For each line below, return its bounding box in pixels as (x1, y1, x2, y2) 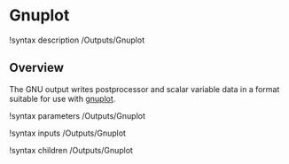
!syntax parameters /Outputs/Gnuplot (9, 110, 146, 121)
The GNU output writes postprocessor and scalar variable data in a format (9, 83, 280, 94)
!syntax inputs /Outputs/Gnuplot (9, 128, 127, 138)
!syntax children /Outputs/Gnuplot (9, 144, 133, 155)
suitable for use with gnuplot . (9, 93, 116, 104)
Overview (9, 60, 65, 75)
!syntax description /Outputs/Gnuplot (9, 35, 144, 45)
